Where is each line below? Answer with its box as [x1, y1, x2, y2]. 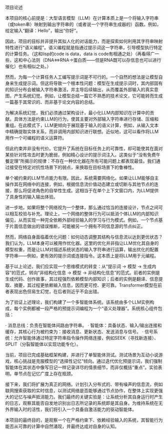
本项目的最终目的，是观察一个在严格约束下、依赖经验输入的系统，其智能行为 [5, 417, 163, 423]
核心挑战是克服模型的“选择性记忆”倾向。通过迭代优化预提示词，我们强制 [13, 358, 162, 364]
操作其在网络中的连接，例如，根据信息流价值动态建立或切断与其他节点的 [5, 181, 154, 187]
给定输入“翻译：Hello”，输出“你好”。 [5, 28, 81, 34]
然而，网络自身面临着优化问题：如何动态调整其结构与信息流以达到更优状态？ [5, 234, 163, 240]
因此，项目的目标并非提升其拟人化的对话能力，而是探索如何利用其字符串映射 [5, 38, 163, 44]
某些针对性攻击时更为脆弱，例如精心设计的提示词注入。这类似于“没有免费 [5, 152, 156, 158]
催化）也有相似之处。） [5, 63, 51, 69]
